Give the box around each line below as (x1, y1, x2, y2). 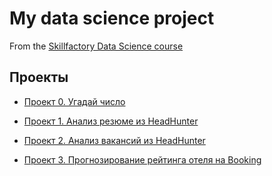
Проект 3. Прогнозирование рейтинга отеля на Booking (23, 153, 262, 166)
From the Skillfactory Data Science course (9, 40, 184, 52)
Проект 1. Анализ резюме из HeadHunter (23, 115, 199, 127)
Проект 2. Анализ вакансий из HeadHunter (23, 134, 206, 146)
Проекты (9, 69, 69, 86)
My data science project (9, 7, 215, 30)
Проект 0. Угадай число (23, 95, 126, 107)
